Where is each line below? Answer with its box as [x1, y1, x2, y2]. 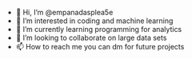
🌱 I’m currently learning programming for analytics [15, 25, 182, 33]
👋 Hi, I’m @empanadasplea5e [15, 8, 114, 17]
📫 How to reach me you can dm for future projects [15, 42, 185, 51]
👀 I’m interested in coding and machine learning [15, 16, 174, 26]
